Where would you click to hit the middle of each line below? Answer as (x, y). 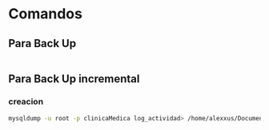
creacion (26, 102)
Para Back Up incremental (74, 79)
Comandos (45, 14)
